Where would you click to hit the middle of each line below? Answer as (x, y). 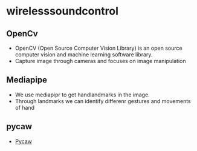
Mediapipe (27, 80)
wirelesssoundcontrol (63, 11)
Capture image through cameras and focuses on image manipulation (100, 61)
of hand (25, 107)
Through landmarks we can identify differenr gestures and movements (103, 101)
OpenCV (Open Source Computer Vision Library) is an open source (98, 48)
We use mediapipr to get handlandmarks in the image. (82, 95)
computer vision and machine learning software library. (84, 55)
